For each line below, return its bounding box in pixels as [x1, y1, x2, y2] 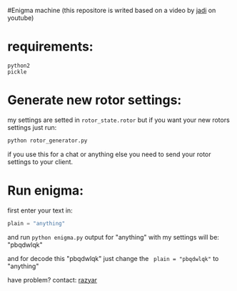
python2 [7, 62, 31, 69]
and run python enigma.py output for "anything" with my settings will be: [7, 233, 220, 241]
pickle [7, 68, 27, 76]
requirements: [7, 39, 94, 55]
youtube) [7, 14, 34, 22]
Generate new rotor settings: [7, 92, 182, 108]
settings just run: [7, 123, 57, 131]
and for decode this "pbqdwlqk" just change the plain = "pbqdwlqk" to [7, 254, 219, 262]
